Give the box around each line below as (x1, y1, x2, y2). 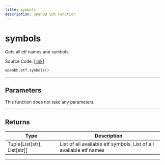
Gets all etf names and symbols (5, 49, 69, 55)
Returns (5, 118, 30, 126)
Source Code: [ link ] (5, 58, 45, 64)
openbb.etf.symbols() (5, 68, 50, 73)
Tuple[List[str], (7, 141, 42, 147)
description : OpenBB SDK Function (5, 12, 76, 17)
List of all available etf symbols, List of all (59, 141, 154, 147)
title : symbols (5, 7, 36, 12)
